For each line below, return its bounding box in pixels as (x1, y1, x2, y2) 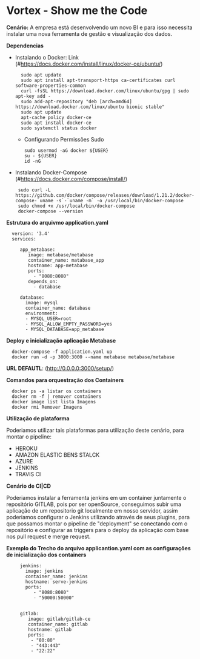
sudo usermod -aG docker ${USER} (24, 147, 109, 154)
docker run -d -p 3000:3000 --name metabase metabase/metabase (12, 353, 175, 360)
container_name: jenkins (25, 573, 88, 579)
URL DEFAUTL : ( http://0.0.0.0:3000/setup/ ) (6, 364, 114, 372)
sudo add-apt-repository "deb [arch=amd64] (21, 98, 132, 104)
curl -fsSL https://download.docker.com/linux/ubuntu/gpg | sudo (21, 87, 189, 94)
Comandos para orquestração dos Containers (6, 376, 124, 383)
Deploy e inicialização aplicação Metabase (6, 336, 116, 344)
